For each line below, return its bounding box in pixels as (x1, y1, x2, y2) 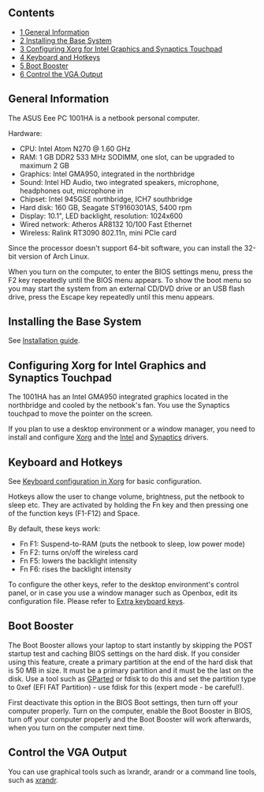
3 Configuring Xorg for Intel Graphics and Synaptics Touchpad (19, 43, 223, 54)
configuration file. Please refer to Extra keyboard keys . (8, 597, 185, 606)
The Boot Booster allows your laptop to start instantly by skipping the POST (8, 640, 254, 650)
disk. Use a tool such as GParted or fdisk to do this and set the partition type (8, 673, 256, 683)
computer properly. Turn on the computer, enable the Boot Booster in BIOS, (8, 706, 253, 715)
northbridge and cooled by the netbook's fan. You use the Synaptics (8, 401, 230, 410)
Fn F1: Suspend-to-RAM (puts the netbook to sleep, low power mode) (19, 539, 246, 549)
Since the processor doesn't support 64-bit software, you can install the (8, 243, 243, 252)
